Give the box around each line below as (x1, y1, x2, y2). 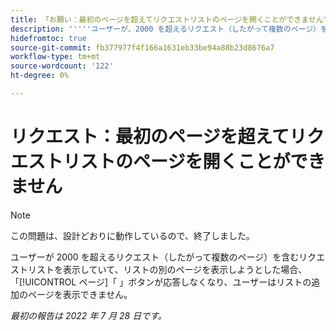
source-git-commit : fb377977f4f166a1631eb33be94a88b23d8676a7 (10, 42, 275, 53)
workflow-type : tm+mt (10, 52, 101, 62)
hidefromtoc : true (10, 33, 87, 43)
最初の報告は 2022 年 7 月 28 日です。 (10, 309, 167, 321)
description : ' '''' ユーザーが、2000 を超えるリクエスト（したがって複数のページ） (10, 24, 321, 34)
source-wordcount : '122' (10, 61, 114, 71)
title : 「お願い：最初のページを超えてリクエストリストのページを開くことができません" (10, 14, 328, 25)
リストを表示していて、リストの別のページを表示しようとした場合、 (27, 263, 308, 275)
